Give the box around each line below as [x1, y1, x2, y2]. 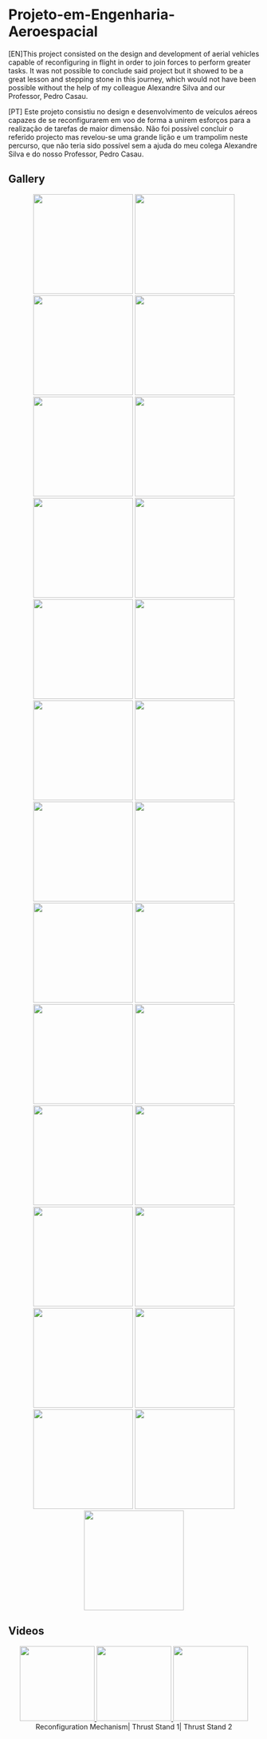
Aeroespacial [8, 22, 98, 41]
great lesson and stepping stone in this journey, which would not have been [8, 74, 257, 84]
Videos [8, 1624, 45, 1638]
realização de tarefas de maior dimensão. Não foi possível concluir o [8, 124, 234, 133]
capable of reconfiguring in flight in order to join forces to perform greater [8, 57, 251, 67]
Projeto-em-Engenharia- [8, 6, 175, 24]
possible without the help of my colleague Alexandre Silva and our [8, 82, 226, 93]
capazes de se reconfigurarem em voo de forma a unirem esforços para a [8, 115, 251, 124]
